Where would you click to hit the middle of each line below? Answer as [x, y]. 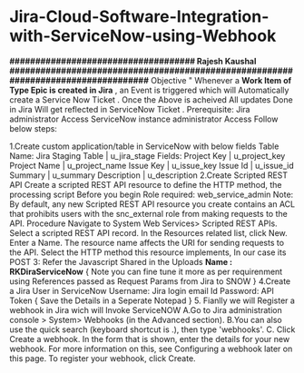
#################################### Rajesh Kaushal [133, 61]
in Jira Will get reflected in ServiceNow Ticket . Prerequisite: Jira [130, 109]
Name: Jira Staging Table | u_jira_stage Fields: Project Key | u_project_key [147, 155]
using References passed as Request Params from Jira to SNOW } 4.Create [150, 281]
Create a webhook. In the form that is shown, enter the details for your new [150, 339]
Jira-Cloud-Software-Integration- [139, 17]
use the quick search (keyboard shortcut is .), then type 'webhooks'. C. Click [152, 329]
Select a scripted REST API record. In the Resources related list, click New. [148, 232]
